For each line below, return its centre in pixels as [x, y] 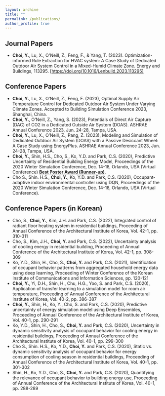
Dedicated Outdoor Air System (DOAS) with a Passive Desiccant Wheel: [85, 140]
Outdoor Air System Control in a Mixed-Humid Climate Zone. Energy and [86, 66]
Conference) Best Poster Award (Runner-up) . [59, 172]
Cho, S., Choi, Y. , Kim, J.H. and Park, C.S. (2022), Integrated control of [84, 220]
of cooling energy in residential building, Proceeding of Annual [76, 246]
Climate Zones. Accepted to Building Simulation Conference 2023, [80, 109]
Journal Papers [29, 43]
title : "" [15, 14]
